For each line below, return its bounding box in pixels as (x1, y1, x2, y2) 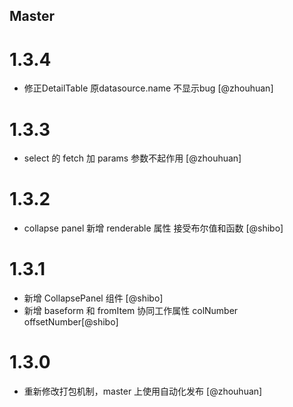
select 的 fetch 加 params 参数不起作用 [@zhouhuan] (23, 152, 242, 164)
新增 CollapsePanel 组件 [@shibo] (23, 292, 164, 304)
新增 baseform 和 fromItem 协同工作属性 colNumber (23, 305, 239, 317)
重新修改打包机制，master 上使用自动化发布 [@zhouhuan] (23, 385, 263, 398)
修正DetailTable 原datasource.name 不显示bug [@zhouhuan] (23, 82, 274, 94)
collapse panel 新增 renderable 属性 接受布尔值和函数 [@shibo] (23, 222, 284, 234)
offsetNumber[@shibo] (23, 316, 119, 328)
